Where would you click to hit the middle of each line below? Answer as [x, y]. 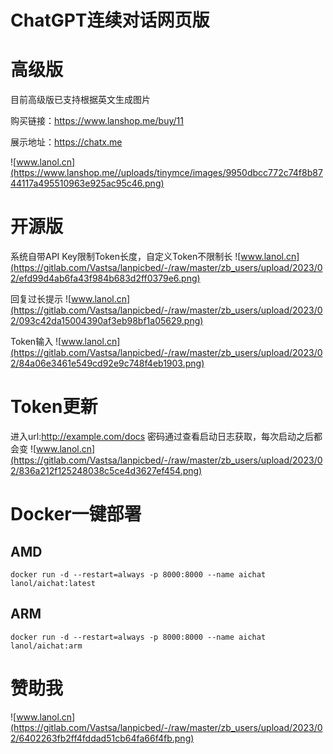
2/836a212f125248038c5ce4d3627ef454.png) [106, 470]
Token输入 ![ [36, 342]
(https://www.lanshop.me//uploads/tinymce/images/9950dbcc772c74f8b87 [166, 173]
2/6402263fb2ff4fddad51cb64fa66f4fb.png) [102, 738]
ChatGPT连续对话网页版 [110, 20]
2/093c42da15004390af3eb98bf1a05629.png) [107, 321]
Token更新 [54, 407]
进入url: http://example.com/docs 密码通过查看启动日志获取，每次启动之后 [162, 436]
